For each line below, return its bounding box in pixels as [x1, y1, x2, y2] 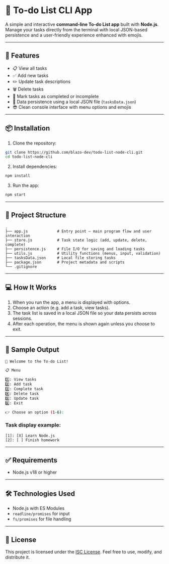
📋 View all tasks [12, 65, 47, 71]
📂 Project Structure [5, 211, 66, 219]
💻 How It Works [5, 283, 57, 292]
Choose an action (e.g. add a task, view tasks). [12, 304, 110, 310]
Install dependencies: [12, 164, 57, 170]
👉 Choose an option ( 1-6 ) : [5, 409, 64, 415]
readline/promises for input [12, 510, 70, 517]
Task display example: [5, 421, 61, 429]
